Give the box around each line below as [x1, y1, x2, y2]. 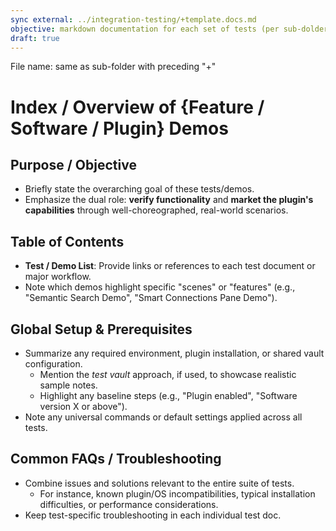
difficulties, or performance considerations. [39, 498, 219, 510]
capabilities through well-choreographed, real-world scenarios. [24, 204, 289, 216]
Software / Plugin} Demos [10, 117, 229, 140]
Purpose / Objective [10, 156, 137, 173]
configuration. [24, 358, 83, 370]
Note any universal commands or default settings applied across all [24, 411, 303, 423]
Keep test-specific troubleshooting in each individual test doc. [24, 509, 282, 521]
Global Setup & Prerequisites [10, 321, 193, 338]
